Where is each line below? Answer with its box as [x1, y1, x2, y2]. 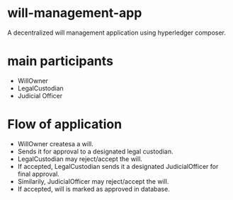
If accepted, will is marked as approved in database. [17, 184, 170, 193]
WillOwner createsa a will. [17, 139, 94, 148]
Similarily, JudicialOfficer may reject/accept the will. [17, 177, 169, 185]
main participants [7, 53, 113, 69]
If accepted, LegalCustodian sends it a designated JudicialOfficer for [17, 162, 219, 170]
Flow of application [7, 117, 123, 132]
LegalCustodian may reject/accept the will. [17, 154, 143, 163]
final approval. [17, 170, 60, 178]
